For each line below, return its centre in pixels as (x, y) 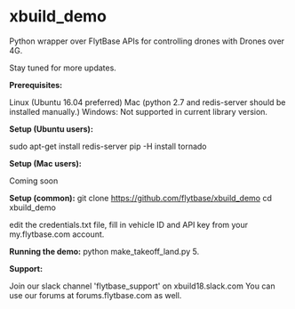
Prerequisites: (36, 85)
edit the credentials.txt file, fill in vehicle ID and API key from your (129, 224)
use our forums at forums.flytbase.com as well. (96, 295)
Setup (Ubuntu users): (51, 129)
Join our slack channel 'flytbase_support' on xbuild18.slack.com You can (142, 286)
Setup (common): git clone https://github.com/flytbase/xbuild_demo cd (141, 198)
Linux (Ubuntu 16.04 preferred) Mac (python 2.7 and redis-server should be (147, 102)
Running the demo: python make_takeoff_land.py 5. (104, 251)
